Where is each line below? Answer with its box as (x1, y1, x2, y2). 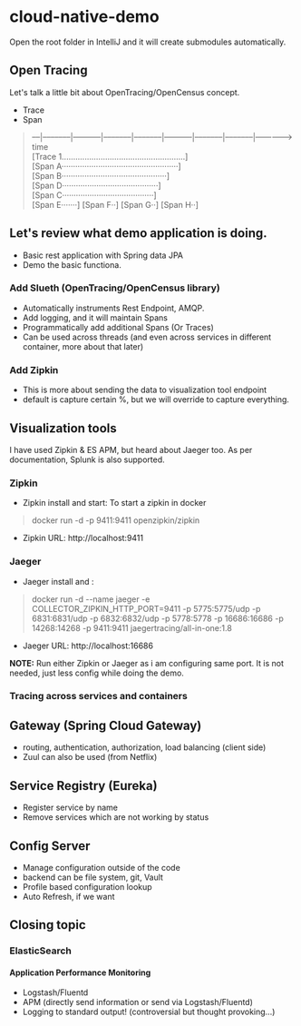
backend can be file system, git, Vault (22, 872, 163, 883)
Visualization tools (9, 420, 117, 436)
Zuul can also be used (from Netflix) (22, 752, 158, 763)
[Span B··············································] (31, 170, 170, 181)
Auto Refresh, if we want (22, 891, 115, 902)
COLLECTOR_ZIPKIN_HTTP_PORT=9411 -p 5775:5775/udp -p (31, 603, 261, 614)
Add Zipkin (9, 363, 59, 376)
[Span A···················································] (31, 161, 181, 172)
